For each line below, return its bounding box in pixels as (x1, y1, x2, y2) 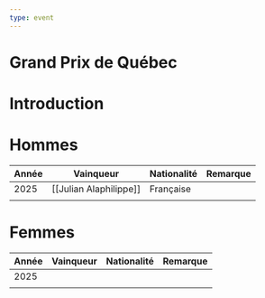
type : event (9, 13, 54, 23)
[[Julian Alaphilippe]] (50, 182, 142, 195)
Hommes (9, 135, 78, 155)
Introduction (9, 94, 105, 114)
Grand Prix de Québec (9, 51, 178, 72)
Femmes (9, 222, 75, 243)
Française (149, 182, 192, 195)
